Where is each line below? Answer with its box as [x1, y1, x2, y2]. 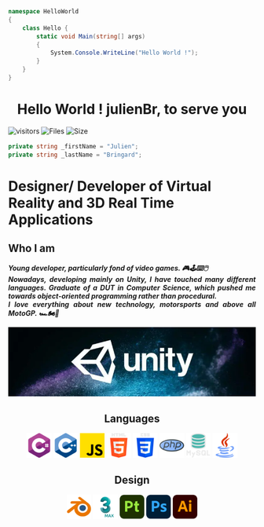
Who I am [8, 242, 55, 255]
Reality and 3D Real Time [8, 194, 174, 211]
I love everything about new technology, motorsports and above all [8, 299, 256, 309]
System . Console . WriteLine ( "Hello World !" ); [49, 49, 199, 57]
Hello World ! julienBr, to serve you [16, 101, 247, 119]
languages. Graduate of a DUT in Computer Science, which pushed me [8, 283, 256, 292]
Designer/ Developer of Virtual [8, 177, 212, 195]
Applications [8, 210, 93, 229]
